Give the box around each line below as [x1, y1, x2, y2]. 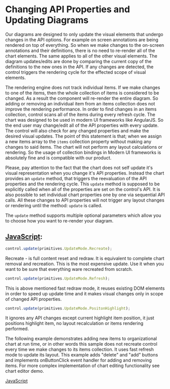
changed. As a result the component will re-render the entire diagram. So [5, 95, 158, 101]
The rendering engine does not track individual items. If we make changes [5, 84, 160, 90]
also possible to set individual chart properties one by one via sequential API [5, 191, 165, 198]
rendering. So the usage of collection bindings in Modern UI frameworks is [5, 149, 161, 155]
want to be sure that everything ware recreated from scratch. [5, 266, 133, 272]
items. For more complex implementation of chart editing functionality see [5, 363, 160, 369]
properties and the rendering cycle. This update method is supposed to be [5, 181, 160, 187]
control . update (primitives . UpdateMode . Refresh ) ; [5, 276, 110, 281]
